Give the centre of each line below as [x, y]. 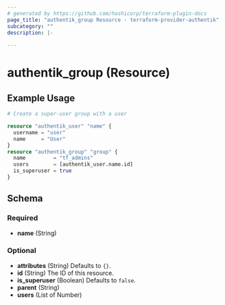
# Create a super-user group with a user [67, 114]
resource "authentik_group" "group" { [62, 151]
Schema [25, 198]
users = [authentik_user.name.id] [73, 164]
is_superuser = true [43, 171]
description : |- [30, 33]
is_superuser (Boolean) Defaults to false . [76, 280]
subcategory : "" [30, 26]
